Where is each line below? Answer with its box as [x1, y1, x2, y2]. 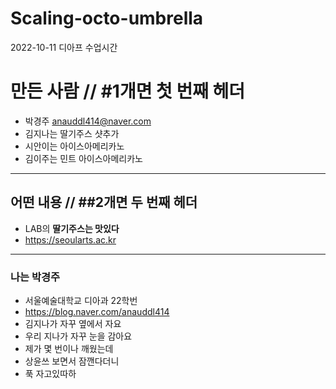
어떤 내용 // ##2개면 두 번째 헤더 [10, 194, 198, 211]
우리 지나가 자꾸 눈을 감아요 [24, 330, 133, 342]
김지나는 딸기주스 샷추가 [24, 127, 120, 139]
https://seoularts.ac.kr [24, 233, 117, 246]
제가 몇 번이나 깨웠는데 [24, 342, 114, 354]
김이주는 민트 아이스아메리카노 [24, 152, 143, 164]
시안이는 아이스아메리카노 [24, 140, 125, 152]
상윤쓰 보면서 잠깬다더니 [24, 355, 120, 367]
